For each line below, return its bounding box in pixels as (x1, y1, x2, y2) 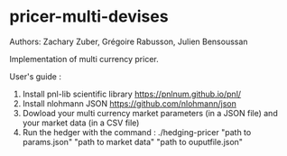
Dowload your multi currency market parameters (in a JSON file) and (22, 107, 278, 118)
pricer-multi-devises (9, 6, 169, 27)
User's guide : (9, 70, 61, 82)
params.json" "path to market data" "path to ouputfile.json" (22, 136, 244, 147)
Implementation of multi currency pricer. (9, 53, 160, 64)
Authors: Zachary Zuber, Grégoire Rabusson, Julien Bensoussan (9, 36, 248, 47)
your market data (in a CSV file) (22, 117, 140, 128)
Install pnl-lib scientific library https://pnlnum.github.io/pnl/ (22, 88, 242, 99)
